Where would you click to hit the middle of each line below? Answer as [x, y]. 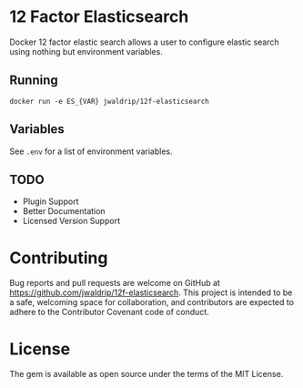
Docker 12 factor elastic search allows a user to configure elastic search [144, 42]
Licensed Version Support [71, 221]
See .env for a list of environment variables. [91, 151]
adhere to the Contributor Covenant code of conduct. [109, 312]
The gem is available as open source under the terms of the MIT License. [146, 374]
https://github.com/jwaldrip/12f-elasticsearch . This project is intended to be [151, 292]
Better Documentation [64, 211]
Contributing [59, 258]
